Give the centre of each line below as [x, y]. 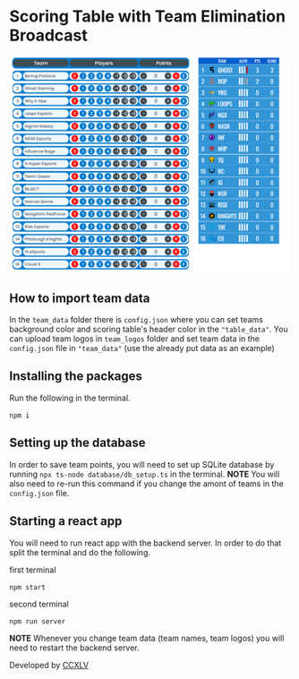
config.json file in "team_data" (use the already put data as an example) [142, 348]
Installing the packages [76, 377]
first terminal [33, 570]
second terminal [39, 604]
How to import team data [80, 298]
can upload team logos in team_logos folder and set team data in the [134, 339]
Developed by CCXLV [49, 665]
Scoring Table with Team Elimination [148, 17]
